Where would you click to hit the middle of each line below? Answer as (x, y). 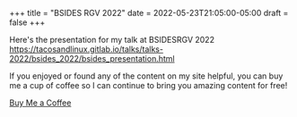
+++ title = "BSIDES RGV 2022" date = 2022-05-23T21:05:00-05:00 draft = (149, 13)
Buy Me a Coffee (40, 103)
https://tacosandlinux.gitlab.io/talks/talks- (87, 49)
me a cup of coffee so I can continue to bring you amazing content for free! (148, 85)
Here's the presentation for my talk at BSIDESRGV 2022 (112, 40)
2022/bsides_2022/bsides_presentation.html (92, 58)
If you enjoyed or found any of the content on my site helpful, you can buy (146, 76)
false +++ (27, 22)
